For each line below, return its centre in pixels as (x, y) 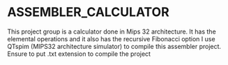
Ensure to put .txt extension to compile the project (79, 54)
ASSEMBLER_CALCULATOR (88, 12)
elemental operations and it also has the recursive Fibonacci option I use (111, 38)
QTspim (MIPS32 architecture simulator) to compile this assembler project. (114, 46)
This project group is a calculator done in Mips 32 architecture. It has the (112, 31)
